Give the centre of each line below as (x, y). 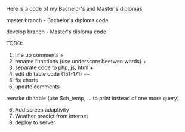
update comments (37, 87)
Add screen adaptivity (42, 110)
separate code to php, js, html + (54, 67)
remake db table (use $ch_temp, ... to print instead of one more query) (93, 98)
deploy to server (35, 122)
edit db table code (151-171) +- (52, 74)
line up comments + (39, 55)
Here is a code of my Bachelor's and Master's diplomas (74, 9)
